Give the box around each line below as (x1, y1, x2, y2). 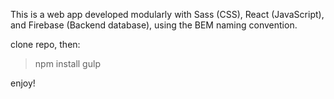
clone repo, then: (10, 39, 81, 50)
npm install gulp (34, 58, 101, 69)
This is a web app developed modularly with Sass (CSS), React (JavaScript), (10, 9, 325, 20)
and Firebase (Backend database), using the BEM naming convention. (10, 19, 298, 31)
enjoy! (10, 77, 36, 89)
